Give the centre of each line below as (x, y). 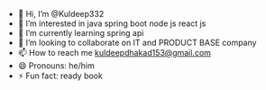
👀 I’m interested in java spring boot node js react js (112, 23)
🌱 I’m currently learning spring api (81, 33)
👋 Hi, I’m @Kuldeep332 (61, 14)
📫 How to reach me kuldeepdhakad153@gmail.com (115, 53)
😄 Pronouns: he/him (56, 66)
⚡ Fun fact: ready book (60, 76)
